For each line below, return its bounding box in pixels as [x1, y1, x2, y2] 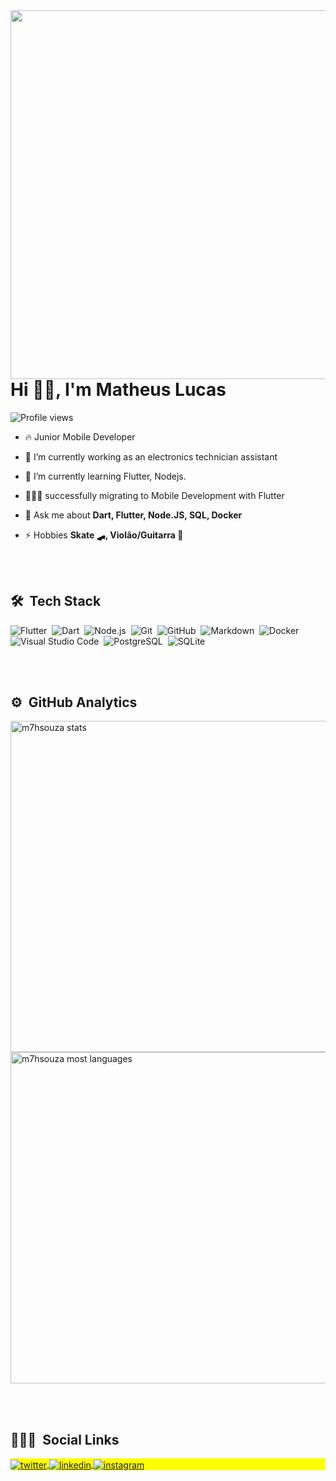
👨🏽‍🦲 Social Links [10, 1431, 120, 1448]
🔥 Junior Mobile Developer [24, 430, 136, 443]
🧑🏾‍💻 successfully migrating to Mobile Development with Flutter [24, 489, 285, 501]
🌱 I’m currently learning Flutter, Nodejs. [24, 470, 187, 482]
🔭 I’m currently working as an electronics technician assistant [24, 450, 278, 463]
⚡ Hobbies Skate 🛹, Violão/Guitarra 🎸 [24, 529, 184, 541]
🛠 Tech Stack [10, 593, 102, 610]
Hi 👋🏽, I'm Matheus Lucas [10, 379, 227, 401]
